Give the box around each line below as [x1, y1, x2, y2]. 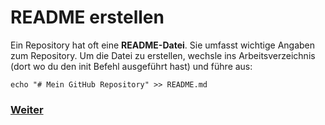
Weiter [10, 102, 44, 116]
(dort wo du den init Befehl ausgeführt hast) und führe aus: [10, 60, 253, 72]
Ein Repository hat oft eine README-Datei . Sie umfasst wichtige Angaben [10, 39, 316, 51]
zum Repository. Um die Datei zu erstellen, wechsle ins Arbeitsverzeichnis [10, 49, 316, 61]
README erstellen [10, 6, 165, 29]
